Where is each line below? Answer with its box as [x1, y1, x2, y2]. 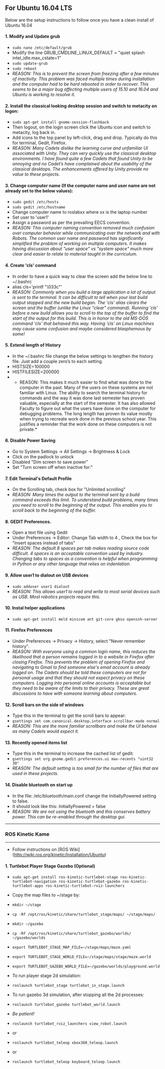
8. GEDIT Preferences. [5, 518, 52, 524]
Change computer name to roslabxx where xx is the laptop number [12, 209, 148, 215]
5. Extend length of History [5, 342, 61, 348]
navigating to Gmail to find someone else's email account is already [12, 664, 151, 670]
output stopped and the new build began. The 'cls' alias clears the [12, 299, 147, 305]
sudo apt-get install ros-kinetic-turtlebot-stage [12, 875, 118, 880]
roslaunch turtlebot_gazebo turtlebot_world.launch [12, 1002, 120, 1007]
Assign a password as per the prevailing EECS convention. [12, 220, 131, 226]
